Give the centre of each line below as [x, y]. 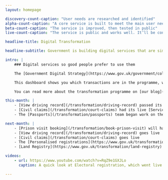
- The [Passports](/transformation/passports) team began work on [85, 114]
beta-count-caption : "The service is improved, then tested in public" [81, 28]
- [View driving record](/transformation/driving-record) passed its [88, 105]
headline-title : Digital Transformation [48, 42]
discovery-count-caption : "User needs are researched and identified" [80, 19]
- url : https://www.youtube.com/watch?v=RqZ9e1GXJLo [70, 160]
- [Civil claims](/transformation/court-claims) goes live [77, 137]
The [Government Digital [40, 73]
